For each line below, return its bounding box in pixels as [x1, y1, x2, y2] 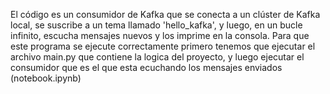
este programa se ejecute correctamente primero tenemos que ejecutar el [10, 40, 316, 52]
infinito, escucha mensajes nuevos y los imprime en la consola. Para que [10, 30, 310, 41]
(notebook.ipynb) [10, 72, 82, 84]
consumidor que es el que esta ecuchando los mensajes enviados [10, 62, 283, 73]
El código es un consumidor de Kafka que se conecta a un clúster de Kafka [10, 9, 321, 20]
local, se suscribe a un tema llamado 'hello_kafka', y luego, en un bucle [10, 19, 303, 31]
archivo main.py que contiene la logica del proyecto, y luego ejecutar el [10, 51, 305, 63]
